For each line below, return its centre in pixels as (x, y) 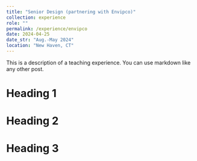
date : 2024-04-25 (28, 34)
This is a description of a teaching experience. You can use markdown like (98, 62)
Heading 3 (33, 149)
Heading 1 (32, 93)
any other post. (25, 69)
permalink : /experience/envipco (47, 29)
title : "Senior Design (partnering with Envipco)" (71, 12)
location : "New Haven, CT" (40, 46)
